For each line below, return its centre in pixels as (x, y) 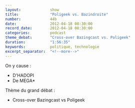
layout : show (32, 10)
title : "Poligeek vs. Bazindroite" (57, 14)
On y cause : (18, 66)
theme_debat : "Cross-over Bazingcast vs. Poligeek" (68, 38)
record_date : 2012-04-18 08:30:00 (49, 28)
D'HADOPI (23, 75)
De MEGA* (24, 81)
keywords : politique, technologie (52, 47)
